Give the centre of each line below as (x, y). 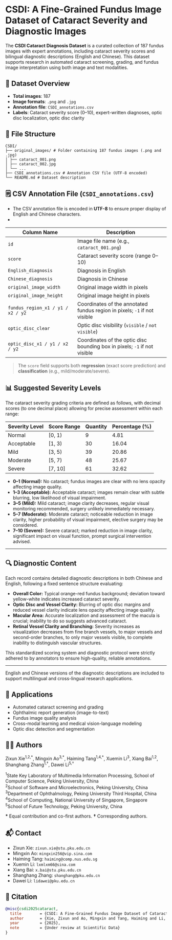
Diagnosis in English (101, 271)
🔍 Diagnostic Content (41, 563)
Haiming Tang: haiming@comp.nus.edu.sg (55, 859)
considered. (25, 525)
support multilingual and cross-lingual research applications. (69, 678)
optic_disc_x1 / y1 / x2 (38, 344)
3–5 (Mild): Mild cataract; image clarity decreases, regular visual (81, 503)
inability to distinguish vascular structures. (57, 643)
